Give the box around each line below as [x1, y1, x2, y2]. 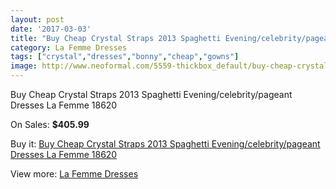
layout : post [10, 14, 65, 25]
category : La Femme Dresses [10, 42, 128, 53]
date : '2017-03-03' [10, 24, 92, 34]
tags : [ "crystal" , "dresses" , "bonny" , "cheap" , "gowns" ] [10, 52, 240, 62]
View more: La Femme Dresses [10, 168, 139, 180]
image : [10, 61, 38, 71]
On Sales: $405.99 [10, 119, 90, 130]
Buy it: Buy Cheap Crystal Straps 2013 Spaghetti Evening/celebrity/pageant [10, 138, 321, 150]
